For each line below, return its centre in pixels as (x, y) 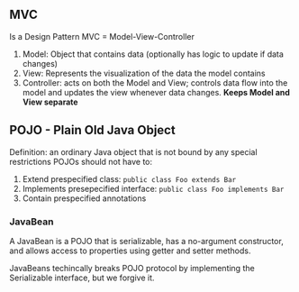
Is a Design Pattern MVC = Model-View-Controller (102, 36)
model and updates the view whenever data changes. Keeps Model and (156, 92)
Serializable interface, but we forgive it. (82, 278)
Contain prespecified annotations (84, 198)
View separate (50, 102)
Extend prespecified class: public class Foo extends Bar (129, 178)
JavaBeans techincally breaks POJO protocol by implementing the (132, 268)
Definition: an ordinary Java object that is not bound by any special (134, 151)
